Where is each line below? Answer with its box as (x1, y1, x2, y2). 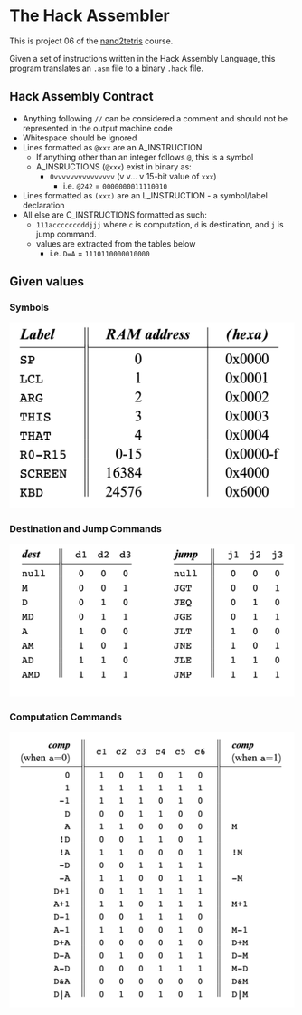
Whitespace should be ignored (22, 132, 137, 143)
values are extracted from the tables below (35, 237, 196, 249)
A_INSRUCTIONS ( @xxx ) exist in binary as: (35, 160, 192, 172)
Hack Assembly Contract (9, 89, 154, 104)
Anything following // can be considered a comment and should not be (22, 112, 288, 123)
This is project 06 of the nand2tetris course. (9, 35, 174, 46)
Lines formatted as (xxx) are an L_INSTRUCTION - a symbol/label (22, 189, 269, 200)
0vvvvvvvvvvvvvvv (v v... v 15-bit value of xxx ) (49, 170, 217, 181)
